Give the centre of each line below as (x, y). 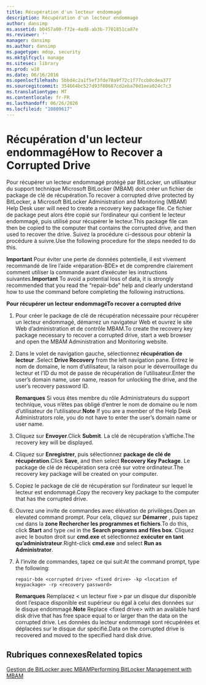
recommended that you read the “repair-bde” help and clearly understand (100, 285)
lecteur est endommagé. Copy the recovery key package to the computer (107, 492)
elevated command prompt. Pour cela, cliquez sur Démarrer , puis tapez (107, 517)
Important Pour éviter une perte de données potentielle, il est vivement (96, 259)
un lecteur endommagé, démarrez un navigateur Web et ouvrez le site (104, 322)
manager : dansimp (29, 40)
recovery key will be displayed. (54, 443)
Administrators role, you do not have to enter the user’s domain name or (106, 418)
